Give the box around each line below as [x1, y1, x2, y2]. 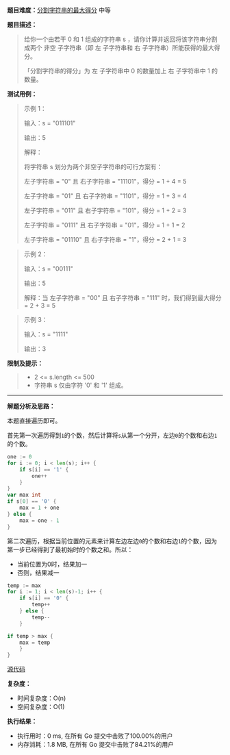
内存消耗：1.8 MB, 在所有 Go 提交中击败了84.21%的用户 [16, 741, 175, 749]
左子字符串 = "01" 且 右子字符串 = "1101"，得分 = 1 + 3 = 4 [23, 192, 187, 200]
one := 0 [7, 454, 32, 460]
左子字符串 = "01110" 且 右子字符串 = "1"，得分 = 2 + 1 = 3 [23, 236, 187, 243]
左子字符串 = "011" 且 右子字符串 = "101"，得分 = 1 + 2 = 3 [23, 206, 187, 214]
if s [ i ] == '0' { [19, 595, 69, 602]
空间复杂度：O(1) [16, 703, 65, 711]
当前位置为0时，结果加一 [16, 560, 88, 568]
